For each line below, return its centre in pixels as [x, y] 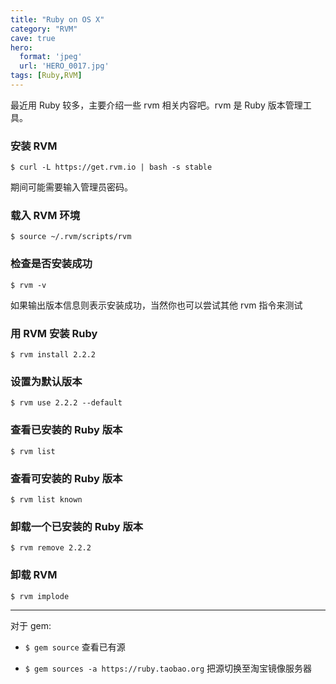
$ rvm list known [46, 499]
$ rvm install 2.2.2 [53, 355]
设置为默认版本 [46, 381]
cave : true [33, 38]
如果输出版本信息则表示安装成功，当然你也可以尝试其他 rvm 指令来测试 [156, 305]
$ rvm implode [40, 596]
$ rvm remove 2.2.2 [51, 548]
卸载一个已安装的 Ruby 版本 [77, 526]
